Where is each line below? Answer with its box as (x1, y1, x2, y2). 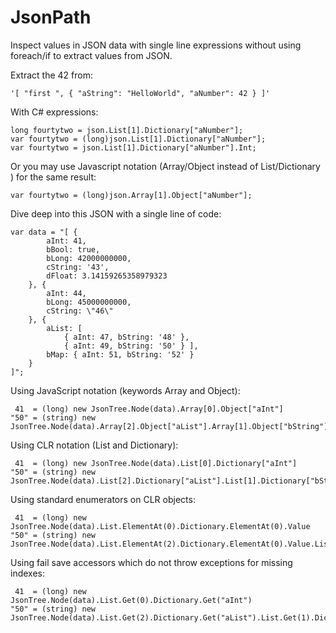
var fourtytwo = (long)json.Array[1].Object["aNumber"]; (10, 190, 253, 200)
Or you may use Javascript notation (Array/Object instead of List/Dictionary (10, 160, 321, 172)
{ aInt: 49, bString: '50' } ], (63, 341, 199, 351)
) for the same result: (10, 171, 97, 183)
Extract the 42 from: (10, 69, 93, 81)
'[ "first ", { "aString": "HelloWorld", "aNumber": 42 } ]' (10, 88, 271, 98)
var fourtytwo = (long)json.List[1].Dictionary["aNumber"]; (10, 134, 267, 144)
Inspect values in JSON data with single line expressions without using (10, 39, 302, 51)
